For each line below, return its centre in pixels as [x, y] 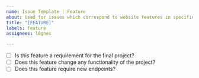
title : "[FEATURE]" [30, 22]
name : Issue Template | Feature [46, 12]
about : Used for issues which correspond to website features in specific [100, 17]
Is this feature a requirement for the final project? [74, 56]
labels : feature [26, 28]
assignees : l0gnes [29, 34]
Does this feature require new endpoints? [65, 69]
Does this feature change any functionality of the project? [85, 62]
